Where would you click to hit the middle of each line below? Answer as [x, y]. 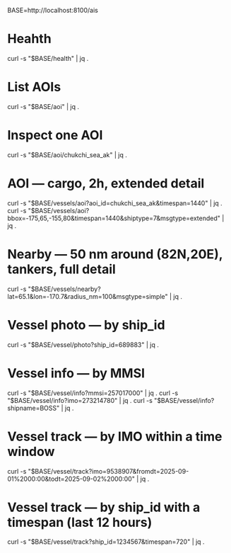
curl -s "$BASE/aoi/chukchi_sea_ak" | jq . [67, 154]
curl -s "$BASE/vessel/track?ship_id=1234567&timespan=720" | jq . [106, 542]
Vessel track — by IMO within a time [115, 437]
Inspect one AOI [55, 136]
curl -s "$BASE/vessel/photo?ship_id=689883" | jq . [83, 344]
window [31, 451]
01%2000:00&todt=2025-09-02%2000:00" [71, 479]
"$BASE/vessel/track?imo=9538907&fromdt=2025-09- [108, 471]
